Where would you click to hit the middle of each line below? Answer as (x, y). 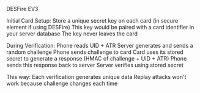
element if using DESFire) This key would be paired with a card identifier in (100, 27)
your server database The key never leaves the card (72, 34)
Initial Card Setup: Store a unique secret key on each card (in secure (92, 20)
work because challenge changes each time (62, 83)
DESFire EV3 (22, 9)
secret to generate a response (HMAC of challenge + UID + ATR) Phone (97, 58)
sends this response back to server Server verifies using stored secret (95, 65)
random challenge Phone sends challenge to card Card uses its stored (95, 52)
